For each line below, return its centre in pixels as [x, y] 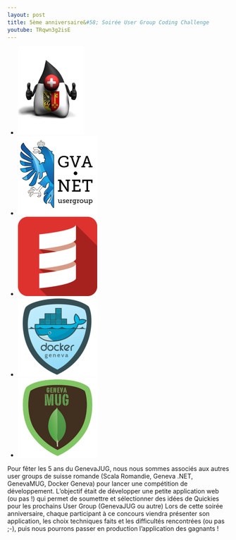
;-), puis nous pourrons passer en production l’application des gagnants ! [113, 529]
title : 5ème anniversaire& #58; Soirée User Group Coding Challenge [108, 22]
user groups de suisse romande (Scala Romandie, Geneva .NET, [100, 477]
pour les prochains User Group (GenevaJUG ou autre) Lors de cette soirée [115, 506]
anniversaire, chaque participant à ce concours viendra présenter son [108, 514]
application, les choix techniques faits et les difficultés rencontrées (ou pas [116, 521]
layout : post [26, 15]
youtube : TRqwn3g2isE [39, 30]
